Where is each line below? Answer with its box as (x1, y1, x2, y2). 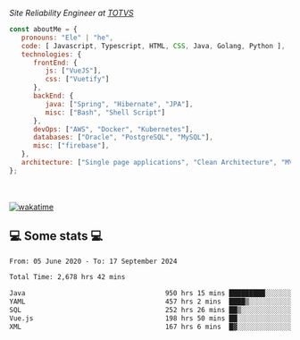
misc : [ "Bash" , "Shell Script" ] (45, 107, 166, 117)
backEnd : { (32, 91, 74, 100)
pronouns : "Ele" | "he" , (21, 33, 114, 42)
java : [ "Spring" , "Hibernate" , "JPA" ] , (45, 99, 194, 108)
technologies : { (21, 49, 82, 59)
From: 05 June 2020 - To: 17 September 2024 (9, 257, 178, 266)
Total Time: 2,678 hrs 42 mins (9, 273, 126, 282)
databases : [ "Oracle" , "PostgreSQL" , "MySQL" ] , (32, 133, 214, 142)
